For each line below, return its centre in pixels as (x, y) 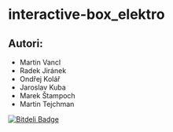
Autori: (26, 44)
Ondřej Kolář (40, 79)
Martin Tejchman (47, 104)
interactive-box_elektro (86, 15)
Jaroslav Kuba (43, 87)
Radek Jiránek (43, 71)
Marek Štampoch (48, 95)
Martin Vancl (40, 62)
